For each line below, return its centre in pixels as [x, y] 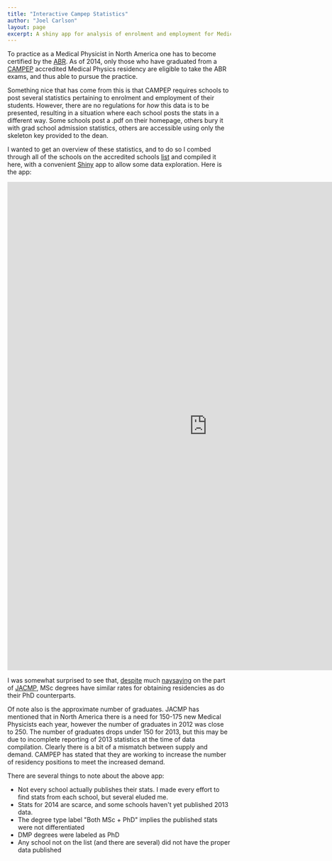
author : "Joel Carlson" [43, 21]
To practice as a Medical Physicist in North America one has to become [112, 54]
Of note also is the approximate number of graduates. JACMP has [104, 709]
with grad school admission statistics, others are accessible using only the [116, 128]
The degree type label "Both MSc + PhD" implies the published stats [117, 820]
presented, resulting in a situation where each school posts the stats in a [113, 113]
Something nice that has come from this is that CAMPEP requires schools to [118, 90]
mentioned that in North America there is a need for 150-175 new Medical [114, 717]
